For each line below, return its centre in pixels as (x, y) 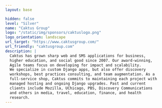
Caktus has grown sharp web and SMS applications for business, (78, 56)
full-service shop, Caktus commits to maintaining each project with (83, 79)
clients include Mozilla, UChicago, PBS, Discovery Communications (81, 88)
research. (20, 98)
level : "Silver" (22, 23)
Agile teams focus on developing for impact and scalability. (76, 65)
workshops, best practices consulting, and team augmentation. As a (82, 74)
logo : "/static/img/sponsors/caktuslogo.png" (53, 33)
